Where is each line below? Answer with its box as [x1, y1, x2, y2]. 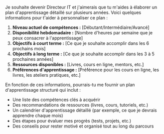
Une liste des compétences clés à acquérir [12, 97, 101, 103]
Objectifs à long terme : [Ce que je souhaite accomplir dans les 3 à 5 [12, 51, 155, 57]
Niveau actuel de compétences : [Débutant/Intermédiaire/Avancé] [12, 24, 150, 30]
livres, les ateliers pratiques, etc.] [12, 72, 81, 78]
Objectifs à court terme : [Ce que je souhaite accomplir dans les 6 [12, 40, 150, 46]
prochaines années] [12, 56, 54, 62]
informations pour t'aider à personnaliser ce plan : [5, 15, 108, 20]
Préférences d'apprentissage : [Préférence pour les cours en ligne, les [12, 67, 160, 73]
